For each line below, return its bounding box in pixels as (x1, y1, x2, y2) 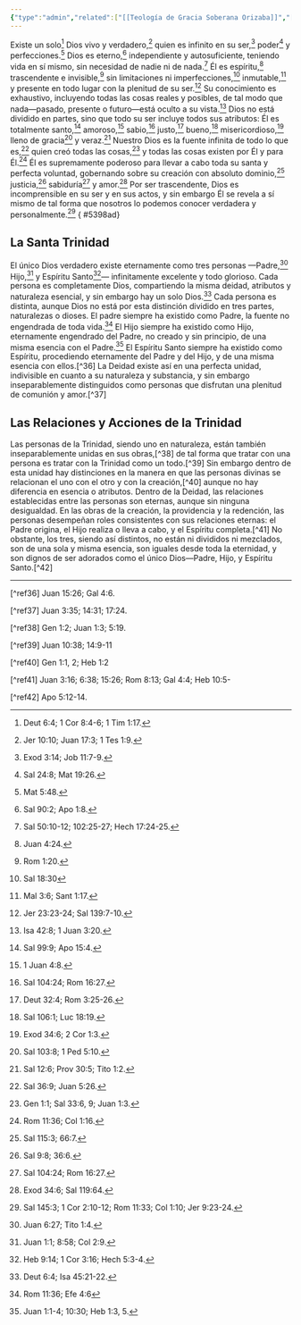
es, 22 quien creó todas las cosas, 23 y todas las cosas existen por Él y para (10, 144, 284, 156)
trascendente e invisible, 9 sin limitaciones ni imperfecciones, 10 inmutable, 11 (10, 71, 287, 83)
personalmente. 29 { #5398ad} (10, 207, 121, 220)
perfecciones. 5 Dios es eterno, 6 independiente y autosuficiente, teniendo (10, 48, 280, 61)
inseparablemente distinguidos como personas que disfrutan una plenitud (10, 380, 282, 390)
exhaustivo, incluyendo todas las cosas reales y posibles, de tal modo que (10, 92, 283, 103)
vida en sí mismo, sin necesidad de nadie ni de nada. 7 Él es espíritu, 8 (10, 59, 264, 71)
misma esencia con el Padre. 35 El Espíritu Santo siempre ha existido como (10, 340, 283, 353)
